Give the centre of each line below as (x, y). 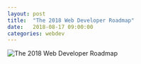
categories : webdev (36, 33)
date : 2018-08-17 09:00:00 (50, 27)
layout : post (27, 14)
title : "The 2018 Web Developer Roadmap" (71, 20)
